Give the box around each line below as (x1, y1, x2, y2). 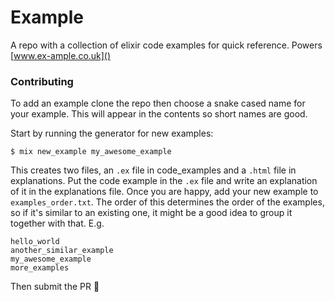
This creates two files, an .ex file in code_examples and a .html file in (10, 164, 297, 176)
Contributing (10, 74, 74, 88)
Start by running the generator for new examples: (10, 127, 214, 140)
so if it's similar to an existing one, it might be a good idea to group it (10, 207, 293, 219)
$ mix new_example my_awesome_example (10, 147, 172, 157)
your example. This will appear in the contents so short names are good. (10, 108, 308, 120)
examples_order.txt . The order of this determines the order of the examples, (10, 196, 325, 208)
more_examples (10, 263, 70, 273)
